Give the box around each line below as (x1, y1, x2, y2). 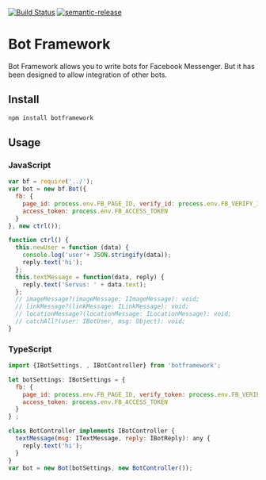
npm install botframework (8, 113, 93, 122)
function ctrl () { (8, 236, 69, 244)
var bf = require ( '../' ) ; (8, 178, 93, 186)
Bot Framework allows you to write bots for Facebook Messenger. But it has (8, 61, 255, 71)
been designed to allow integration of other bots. (8, 70, 168, 79)
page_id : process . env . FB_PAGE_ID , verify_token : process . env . (22, 390, 232, 398)
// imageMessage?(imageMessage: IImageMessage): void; (15, 295, 200, 303)
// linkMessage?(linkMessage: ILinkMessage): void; (15, 302, 190, 311)
